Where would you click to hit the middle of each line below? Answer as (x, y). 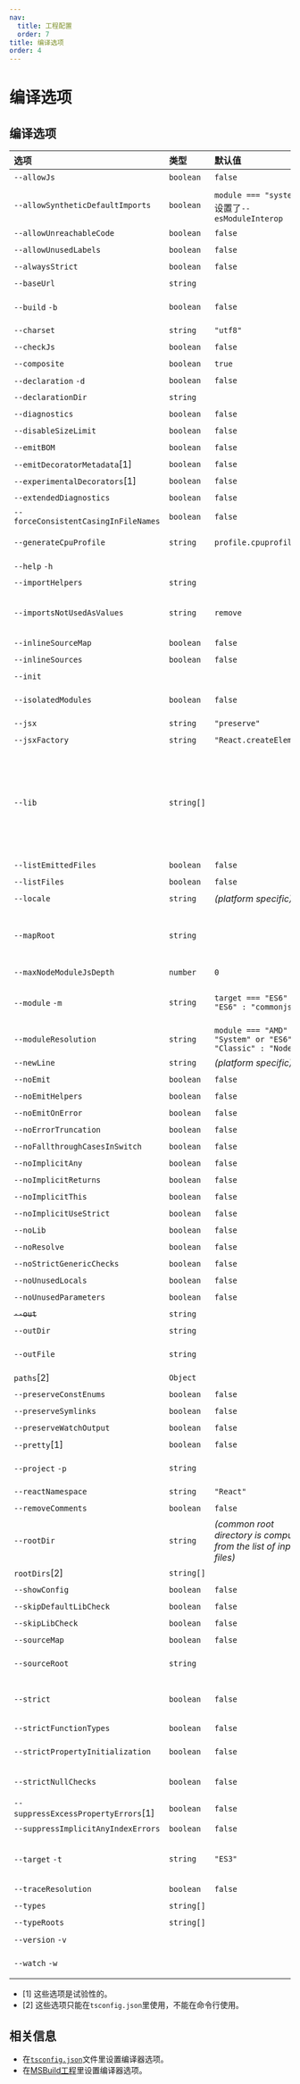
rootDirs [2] (39, 1573)
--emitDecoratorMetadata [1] (73, 465)
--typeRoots (39, 1923)
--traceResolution (53, 1889)
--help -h (33, 567)
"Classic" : (239, 1049)
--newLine (34, 1063)
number (182, 973)
